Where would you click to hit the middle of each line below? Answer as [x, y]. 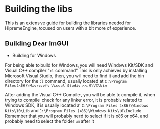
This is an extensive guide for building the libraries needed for [68, 23]
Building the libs [39, 9]
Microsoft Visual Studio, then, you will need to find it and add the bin [75, 76]
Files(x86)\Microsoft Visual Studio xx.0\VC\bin [56, 86]
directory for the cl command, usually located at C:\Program [66, 81]
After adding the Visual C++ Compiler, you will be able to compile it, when [80, 94]
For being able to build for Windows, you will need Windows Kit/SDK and [79, 65]
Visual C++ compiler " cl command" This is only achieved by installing [76, 70]
